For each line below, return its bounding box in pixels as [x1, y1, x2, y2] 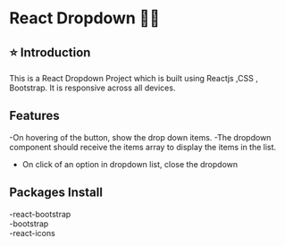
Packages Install [9, 185, 103, 200]
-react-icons [9, 227, 55, 238]
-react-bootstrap [9, 208, 71, 219]
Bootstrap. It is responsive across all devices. [9, 82, 176, 93]
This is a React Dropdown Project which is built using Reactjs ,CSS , [9, 73, 259, 83]
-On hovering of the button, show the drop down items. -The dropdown [9, 131, 272, 142]
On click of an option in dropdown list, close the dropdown [21, 158, 239, 169]
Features [9, 108, 60, 123]
